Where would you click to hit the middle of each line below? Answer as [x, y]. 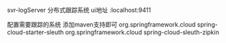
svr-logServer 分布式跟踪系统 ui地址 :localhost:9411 [79, 10]
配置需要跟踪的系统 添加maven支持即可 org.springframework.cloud [101, 25]
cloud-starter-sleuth [36, 32]
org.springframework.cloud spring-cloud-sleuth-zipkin [142, 32]
